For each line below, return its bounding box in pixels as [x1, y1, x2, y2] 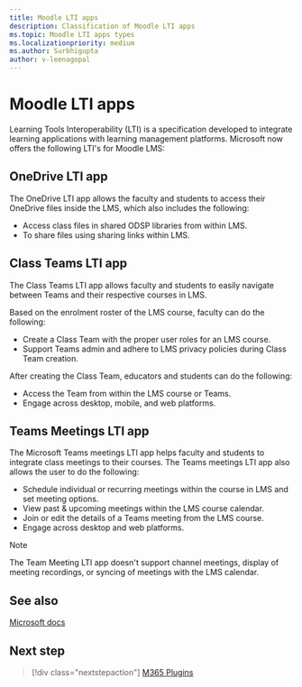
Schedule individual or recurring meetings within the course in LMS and [22, 484, 288, 495]
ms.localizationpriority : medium [9, 38, 135, 48]
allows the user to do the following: [9, 466, 140, 478]
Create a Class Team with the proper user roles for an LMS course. [22, 334, 271, 344]
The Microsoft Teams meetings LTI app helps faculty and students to [9, 447, 265, 458]
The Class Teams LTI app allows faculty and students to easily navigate [9, 279, 275, 290]
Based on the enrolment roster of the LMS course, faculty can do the [9, 307, 265, 317]
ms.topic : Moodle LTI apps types [9, 30, 135, 39]
